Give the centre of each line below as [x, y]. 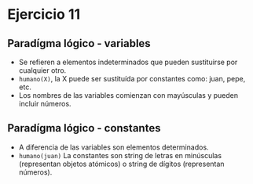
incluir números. [45, 104]
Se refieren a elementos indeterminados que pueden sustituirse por [128, 62]
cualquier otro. [42, 70]
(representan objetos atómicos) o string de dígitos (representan [121, 164]
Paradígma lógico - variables [79, 43]
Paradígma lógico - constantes [84, 128]
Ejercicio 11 [44, 14]
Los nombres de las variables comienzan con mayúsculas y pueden [128, 95]
